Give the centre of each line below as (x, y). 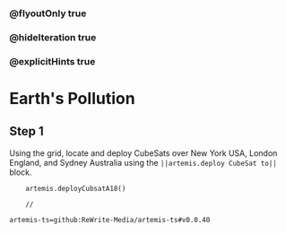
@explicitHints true (52, 61)
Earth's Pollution (73, 98)
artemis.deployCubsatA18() (76, 188)
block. (21, 172)
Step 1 (27, 131)
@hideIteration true (53, 37)
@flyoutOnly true (48, 13)
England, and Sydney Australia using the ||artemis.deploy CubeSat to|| (143, 162)
